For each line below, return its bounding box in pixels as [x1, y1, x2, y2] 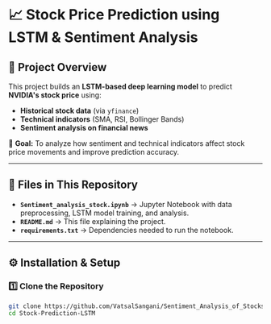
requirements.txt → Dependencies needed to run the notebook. [19, 225, 234, 235]
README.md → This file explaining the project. [19, 216, 166, 226]
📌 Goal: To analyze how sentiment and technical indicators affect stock [8, 139, 245, 148]
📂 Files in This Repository [8, 178, 139, 192]
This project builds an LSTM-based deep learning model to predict [8, 81, 232, 91]
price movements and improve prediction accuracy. [8, 147, 180, 156]
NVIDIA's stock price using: [8, 90, 102, 100]
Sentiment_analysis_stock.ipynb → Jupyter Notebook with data [19, 199, 232, 209]
